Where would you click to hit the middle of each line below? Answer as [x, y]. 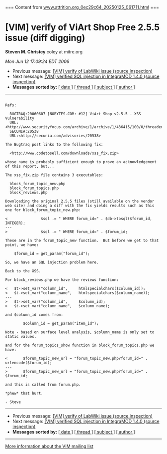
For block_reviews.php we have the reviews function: [62, 280]
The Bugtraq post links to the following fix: [54, 144]
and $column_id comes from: [34, 315]
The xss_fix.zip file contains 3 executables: [54, 175]
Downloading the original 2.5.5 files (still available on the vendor [80, 201]
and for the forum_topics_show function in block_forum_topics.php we [80, 345]
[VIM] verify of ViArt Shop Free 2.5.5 [83, 27]
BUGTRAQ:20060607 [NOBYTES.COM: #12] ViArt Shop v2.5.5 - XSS [75, 114]
